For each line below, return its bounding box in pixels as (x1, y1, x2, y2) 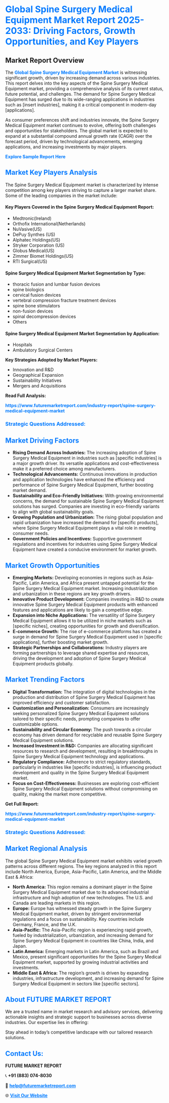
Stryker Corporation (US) (12, 242, 65, 249)
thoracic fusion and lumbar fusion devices (12, 281, 100, 287)
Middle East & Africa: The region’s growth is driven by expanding (12, 970, 149, 976)
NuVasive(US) (12, 226, 42, 232)
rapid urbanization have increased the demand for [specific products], (12, 520, 159, 526)
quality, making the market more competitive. (12, 791, 107, 797)
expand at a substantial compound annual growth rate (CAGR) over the (5, 133, 152, 139)
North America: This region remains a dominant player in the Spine (12, 884, 153, 890)
